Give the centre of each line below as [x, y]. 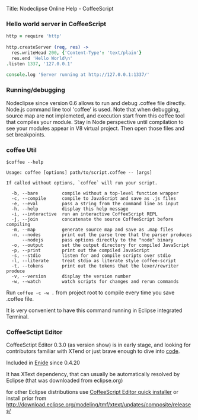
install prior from [26, 398]
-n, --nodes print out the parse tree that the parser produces [102, 235]
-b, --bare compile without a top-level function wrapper [95, 193]
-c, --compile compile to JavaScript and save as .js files [94, 198]
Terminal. [17, 316]
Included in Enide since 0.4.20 [43, 363]
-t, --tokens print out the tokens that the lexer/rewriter [95, 266]
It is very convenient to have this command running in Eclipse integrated [94, 310]
